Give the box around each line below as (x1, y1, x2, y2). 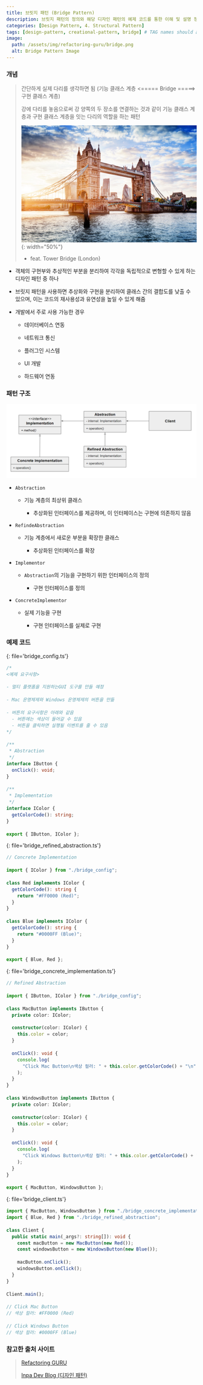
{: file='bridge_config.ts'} (6, 652, 69, 660)
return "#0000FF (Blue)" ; (17, 931, 83, 937)
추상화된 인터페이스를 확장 (33, 546, 95, 554)
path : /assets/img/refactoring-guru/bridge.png (11, 42, 134, 48)
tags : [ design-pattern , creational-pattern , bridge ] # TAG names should (6, 29, 193, 35)
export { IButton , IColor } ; (6, 831, 80, 837)
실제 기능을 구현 (24, 609, 62, 616)
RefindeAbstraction (14, 522, 65, 528)
